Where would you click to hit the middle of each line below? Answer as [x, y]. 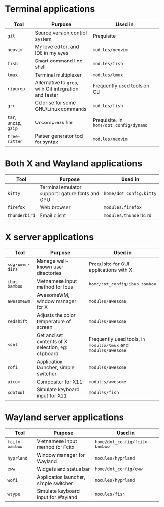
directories [49, 273]
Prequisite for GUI [109, 264]
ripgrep [16, 89]
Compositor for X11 [59, 382]
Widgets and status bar [63, 469]
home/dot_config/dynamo [120, 125]
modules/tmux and [109, 345]
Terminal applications [50, 9]
